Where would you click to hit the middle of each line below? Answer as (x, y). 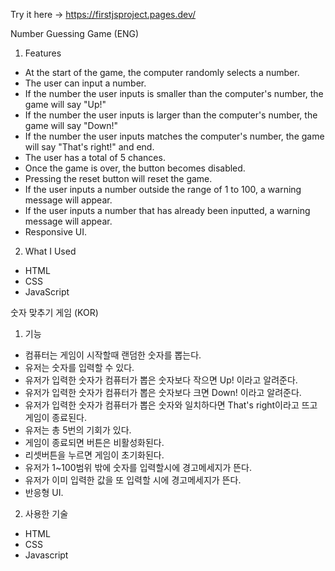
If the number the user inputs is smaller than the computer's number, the (174, 93)
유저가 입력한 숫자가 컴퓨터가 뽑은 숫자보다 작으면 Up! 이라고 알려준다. (161, 380)
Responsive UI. (56, 232)
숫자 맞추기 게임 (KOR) (54, 312)
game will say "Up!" (65, 104)
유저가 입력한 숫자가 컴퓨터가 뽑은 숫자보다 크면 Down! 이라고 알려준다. (163, 392)
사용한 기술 (46, 513)
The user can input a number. (85, 83)
